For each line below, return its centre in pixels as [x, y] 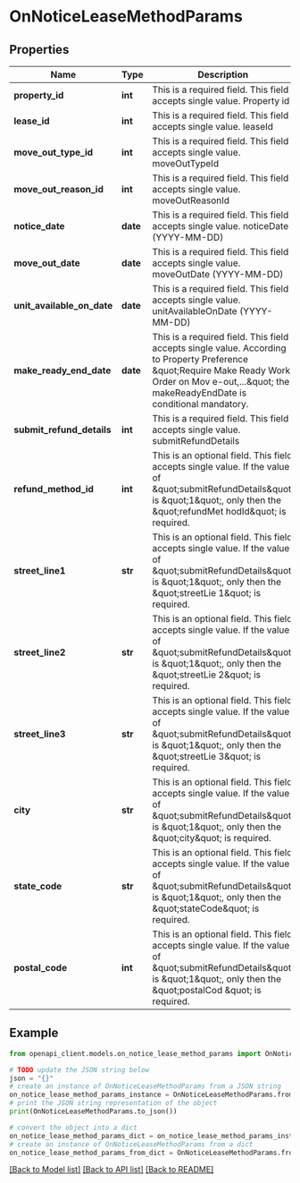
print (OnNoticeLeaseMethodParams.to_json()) [93, 1111]
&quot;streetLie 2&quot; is [206, 675]
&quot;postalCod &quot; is [206, 990]
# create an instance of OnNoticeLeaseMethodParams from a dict [131, 1144]
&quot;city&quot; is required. [212, 838]
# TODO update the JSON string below [79, 1070]
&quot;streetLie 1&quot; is [206, 593]
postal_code [41, 968]
